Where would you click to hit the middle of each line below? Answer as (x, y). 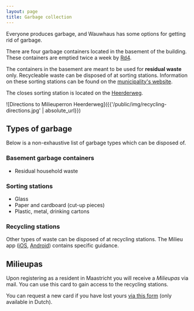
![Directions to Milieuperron (39, 104)
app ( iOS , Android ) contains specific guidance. (62, 246)
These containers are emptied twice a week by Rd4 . (69, 58)
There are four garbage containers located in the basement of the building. (96, 51)
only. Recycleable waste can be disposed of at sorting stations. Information (97, 75)
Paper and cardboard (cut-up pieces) (59, 205)
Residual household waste (46, 171)
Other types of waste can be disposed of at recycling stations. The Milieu (95, 239)
